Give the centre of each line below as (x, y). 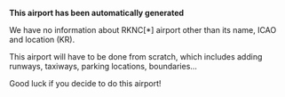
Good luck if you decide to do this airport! (85, 83)
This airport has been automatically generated (97, 13)
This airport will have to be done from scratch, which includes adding (136, 57)
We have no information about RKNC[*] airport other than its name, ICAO (143, 30)
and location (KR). (42, 40)
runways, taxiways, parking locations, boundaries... (103, 66)
